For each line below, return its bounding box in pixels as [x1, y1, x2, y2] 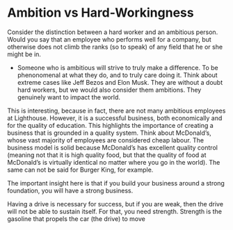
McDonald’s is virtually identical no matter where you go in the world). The [7, 158, 220, 166]
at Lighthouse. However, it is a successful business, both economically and [7, 113, 223, 122]
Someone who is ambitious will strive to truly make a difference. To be [17, 63, 218, 72]
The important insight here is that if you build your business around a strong [7, 179, 225, 187]
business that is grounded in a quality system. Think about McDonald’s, [7, 129, 212, 137]
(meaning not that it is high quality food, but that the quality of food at [7, 151, 207, 159]
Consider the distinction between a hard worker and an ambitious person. [7, 28, 218, 36]
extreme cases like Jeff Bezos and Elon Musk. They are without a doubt [17, 78, 223, 86]
